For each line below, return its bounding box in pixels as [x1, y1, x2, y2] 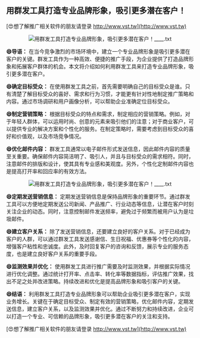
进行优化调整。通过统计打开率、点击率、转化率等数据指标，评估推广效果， [6, 270, 189, 277]
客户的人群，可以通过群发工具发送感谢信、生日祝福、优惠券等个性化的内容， [6, 235, 194, 242]
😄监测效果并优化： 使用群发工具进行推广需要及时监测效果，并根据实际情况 [6, 262, 190, 270]
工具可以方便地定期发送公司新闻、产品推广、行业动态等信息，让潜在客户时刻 [6, 200, 194, 207]
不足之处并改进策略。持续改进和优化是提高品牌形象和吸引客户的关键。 [11, 277, 183, 284]
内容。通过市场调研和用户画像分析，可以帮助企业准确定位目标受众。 [6, 98, 173, 105]
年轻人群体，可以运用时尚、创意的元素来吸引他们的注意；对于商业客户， [11, 118, 189, 125]
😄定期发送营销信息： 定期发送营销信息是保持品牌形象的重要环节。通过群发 [6, 193, 190, 200]
